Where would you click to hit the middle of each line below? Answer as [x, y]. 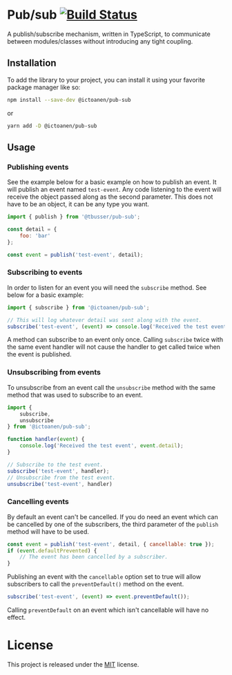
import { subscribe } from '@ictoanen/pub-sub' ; [78, 307]
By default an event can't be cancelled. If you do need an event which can [113, 516]
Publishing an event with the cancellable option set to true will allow [104, 577]
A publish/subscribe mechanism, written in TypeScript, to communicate [109, 34]
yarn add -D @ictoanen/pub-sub [52, 126]
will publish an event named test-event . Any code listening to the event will [115, 190]
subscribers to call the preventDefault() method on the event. [96, 584]
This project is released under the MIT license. [73, 665]
